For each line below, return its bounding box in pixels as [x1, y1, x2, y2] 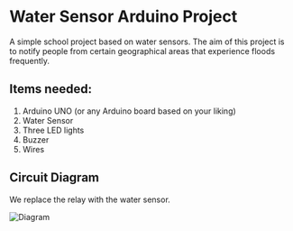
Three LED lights [22, 125, 85, 135]
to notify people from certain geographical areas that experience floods [9, 45, 276, 56]
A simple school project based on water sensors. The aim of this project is [9, 36, 285, 47]
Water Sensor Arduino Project [9, 6, 238, 27]
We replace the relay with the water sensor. [9, 194, 171, 205]
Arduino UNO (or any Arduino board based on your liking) [22, 106, 236, 116]
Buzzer [22, 134, 50, 145]
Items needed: [9, 81, 93, 97]
